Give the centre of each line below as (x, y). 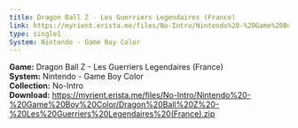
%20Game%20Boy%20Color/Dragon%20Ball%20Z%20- (114, 105)
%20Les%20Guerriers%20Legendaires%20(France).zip (112, 114)
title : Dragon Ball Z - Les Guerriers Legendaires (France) (123, 17)
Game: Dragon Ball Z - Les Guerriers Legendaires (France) (117, 67)
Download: (30, 95)
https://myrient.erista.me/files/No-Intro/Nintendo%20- (151, 95)
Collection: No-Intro (47, 86)
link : (19, 26)
